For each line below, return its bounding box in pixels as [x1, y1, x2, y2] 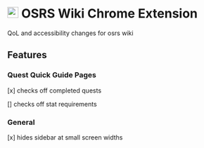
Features [7, 49, 47, 61]
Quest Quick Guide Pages [7, 70, 96, 80]
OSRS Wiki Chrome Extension [20, 6, 198, 22]
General [7, 117, 35, 127]
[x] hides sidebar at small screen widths [7, 133, 123, 142]
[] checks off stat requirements [7, 100, 97, 108]
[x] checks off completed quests [7, 86, 102, 95]
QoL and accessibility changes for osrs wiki [7, 29, 134, 37]
